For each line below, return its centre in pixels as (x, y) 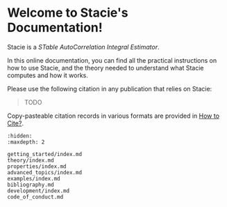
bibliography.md (31, 185)
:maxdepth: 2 (26, 142)
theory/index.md (31, 160)
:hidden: (20, 136)
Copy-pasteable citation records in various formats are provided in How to (113, 116)
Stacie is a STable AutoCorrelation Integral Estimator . (83, 47)
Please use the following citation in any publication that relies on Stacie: (110, 89)
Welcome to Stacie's (68, 13)
